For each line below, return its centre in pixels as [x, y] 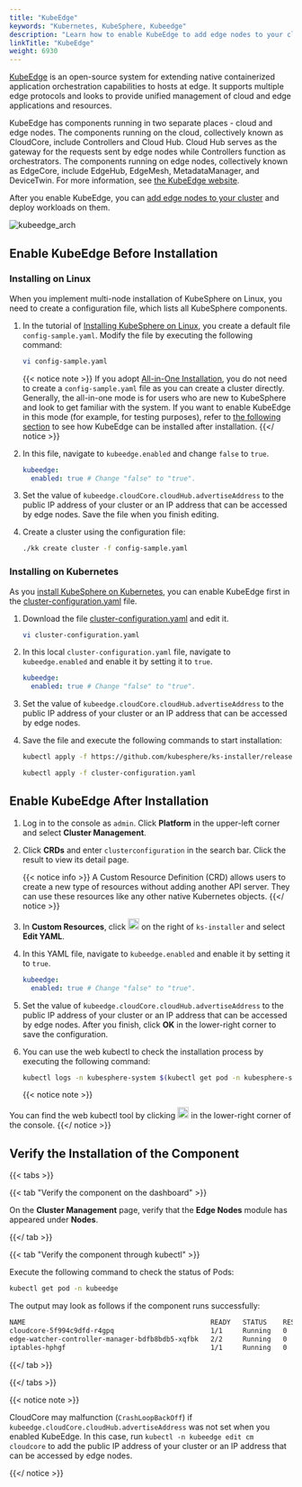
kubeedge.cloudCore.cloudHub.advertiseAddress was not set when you [140, 1427]
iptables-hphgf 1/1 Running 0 [148, 1347]
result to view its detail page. [75, 859]
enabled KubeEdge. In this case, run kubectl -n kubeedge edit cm [132, 1436]
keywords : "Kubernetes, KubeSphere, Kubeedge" [98, 26]
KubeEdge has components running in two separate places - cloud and [141, 123]
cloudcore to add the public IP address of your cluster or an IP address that [148, 1446]
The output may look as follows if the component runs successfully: [135, 1306]
